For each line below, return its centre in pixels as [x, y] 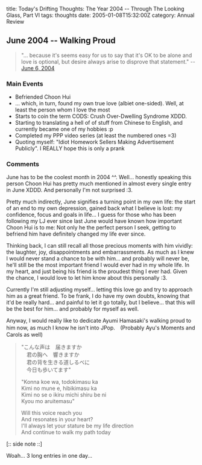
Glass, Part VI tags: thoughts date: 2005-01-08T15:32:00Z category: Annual [100, 15]
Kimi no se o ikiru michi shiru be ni [64, 395]
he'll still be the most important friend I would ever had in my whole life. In [98, 265]
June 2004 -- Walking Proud [61, 41]
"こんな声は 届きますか [52, 347]
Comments [23, 164]
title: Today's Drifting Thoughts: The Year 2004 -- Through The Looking [96, 9]
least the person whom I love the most [62, 110]
